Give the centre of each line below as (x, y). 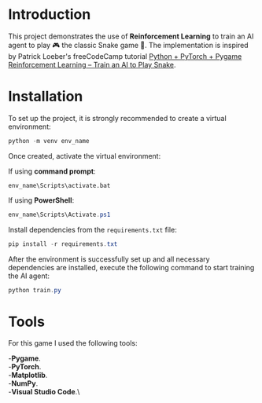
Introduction (50, 15)
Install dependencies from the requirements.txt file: (92, 229)
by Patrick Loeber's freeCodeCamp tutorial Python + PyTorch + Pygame (125, 56)
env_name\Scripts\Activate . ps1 (59, 214)
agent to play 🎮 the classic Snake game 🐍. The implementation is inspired (129, 45)
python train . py (35, 290)
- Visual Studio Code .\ (44, 392)
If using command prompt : (52, 171)
